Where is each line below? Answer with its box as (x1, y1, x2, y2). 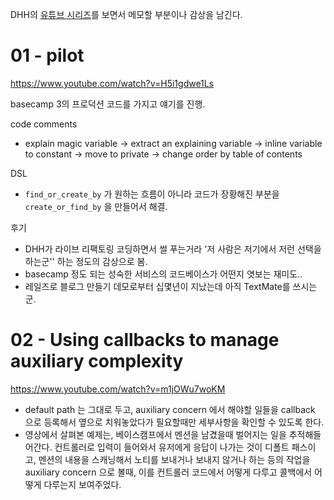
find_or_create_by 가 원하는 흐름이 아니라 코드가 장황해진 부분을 (24, 188, 280, 200)
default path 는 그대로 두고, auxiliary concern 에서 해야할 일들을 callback (24, 403, 316, 415)
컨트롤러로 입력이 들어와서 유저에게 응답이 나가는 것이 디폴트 (54, 441, 290, 453)
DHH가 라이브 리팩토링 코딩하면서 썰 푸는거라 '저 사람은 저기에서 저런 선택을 (24, 243, 322, 255)
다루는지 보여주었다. (43, 478, 122, 490)
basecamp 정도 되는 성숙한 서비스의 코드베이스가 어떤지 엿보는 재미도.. (24, 268, 303, 280)
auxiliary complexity (10, 350, 184, 373)
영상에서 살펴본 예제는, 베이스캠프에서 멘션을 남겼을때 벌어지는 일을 (24, 428, 287, 440)
